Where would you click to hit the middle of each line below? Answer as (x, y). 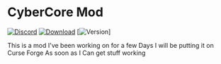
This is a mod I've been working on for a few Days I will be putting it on (110, 45)
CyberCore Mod (56, 12)
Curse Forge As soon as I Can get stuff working (76, 53)
